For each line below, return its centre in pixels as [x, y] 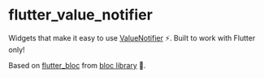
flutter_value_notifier [80, 15]
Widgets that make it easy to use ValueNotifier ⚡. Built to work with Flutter [132, 37]
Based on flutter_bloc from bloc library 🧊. [77, 65]
